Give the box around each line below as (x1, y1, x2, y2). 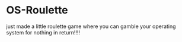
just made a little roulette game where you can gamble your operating (6, 23, 176, 30)
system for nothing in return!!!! (6, 29, 81, 36)
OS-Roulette (6, 3, 68, 17)
